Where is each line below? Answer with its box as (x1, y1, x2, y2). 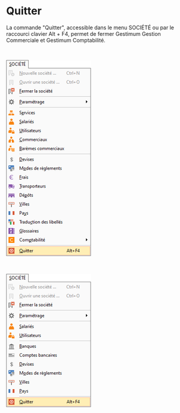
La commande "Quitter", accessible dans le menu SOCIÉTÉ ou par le (6, 24, 175, 31)
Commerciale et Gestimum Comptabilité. (6, 36, 105, 44)
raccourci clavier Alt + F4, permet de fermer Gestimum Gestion (6, 30, 161, 37)
